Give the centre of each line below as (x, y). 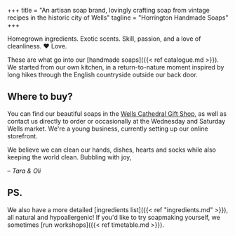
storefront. (22, 136)
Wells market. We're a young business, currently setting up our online (108, 129)
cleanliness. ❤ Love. (37, 46)
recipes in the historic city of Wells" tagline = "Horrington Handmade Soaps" (118, 18)
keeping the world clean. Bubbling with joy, (69, 157)
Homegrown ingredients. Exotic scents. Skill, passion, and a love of (104, 39)
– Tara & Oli (24, 171)
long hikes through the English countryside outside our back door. (102, 74)
